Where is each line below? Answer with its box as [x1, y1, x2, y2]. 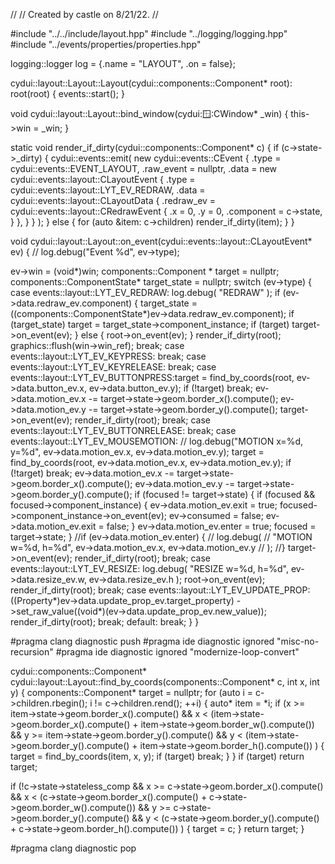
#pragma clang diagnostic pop [10, 842, 137, 854]
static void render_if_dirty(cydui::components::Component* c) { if [10, 142, 280, 153]
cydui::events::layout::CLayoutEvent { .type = [10, 174, 196, 185]
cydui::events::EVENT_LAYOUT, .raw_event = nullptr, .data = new [10, 163, 278, 174]
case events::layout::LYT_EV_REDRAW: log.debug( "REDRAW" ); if [10, 287, 281, 298]
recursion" [10, 646, 54, 658]
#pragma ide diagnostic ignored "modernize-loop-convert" [55, 646, 300, 658]
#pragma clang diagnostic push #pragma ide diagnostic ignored [10, 635, 275, 647]
